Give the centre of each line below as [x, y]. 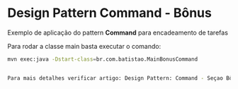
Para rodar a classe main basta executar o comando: [84, 46]
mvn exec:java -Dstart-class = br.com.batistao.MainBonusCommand [103, 59]
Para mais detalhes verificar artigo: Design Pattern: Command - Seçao [115, 78]
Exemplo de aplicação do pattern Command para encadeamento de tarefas [118, 32]
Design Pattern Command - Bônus [110, 13]
